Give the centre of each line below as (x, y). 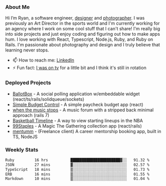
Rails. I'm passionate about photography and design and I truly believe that (82, 45)
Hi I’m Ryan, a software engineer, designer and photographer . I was (75, 18)
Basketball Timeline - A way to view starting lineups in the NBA (78, 120)
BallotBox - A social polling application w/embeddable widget (76, 94)
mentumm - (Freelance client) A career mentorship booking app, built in (87, 131)
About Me (18, 7)
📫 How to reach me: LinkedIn (43, 60)
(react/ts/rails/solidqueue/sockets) (48, 99)
